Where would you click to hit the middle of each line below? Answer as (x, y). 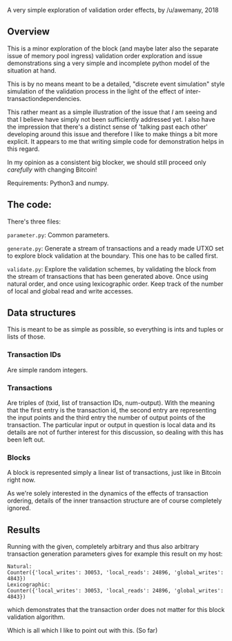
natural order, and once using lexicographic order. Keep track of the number (115, 284)
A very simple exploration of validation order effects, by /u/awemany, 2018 (113, 10)
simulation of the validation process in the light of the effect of (96, 91)
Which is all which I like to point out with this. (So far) (83, 631)
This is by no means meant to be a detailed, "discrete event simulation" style (116, 84)
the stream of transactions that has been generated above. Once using (108, 276)
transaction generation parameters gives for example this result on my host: (115, 554)
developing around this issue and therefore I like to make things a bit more (113, 134)
